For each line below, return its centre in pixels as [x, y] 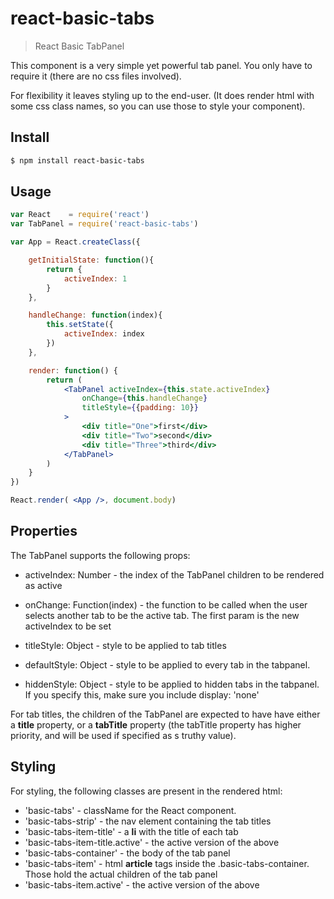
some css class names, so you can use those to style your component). [158, 106]
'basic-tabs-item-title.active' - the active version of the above [152, 842]
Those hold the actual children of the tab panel [121, 874]
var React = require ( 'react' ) [80, 215]
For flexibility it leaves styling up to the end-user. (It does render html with [162, 95]
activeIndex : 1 [95, 278]
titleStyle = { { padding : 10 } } [140, 408]
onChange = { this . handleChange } [144, 398]
